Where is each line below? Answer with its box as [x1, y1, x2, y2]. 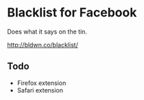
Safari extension [16, 86, 64, 94]
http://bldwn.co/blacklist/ [7, 40, 79, 49]
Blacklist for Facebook [7, 5, 137, 21]
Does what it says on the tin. [7, 27, 88, 36]
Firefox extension [16, 79, 67, 87]
